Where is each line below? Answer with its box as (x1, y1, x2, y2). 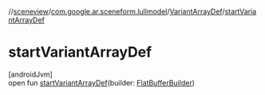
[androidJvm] (8, 69, 53, 79)
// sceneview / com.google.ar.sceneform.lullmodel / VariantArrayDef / (8, 7, 225, 16)
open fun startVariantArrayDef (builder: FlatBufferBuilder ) (8, 77, 196, 87)
